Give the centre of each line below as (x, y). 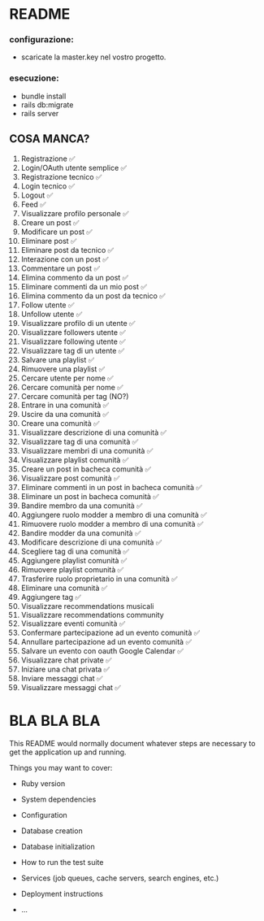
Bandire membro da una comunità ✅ (82, 506)
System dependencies (58, 799)
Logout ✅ (37, 195)
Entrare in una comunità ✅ (65, 405)
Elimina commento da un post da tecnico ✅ (93, 295)
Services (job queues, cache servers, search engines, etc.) (120, 878)
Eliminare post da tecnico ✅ (67, 250)
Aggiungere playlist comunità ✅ (74, 560)
